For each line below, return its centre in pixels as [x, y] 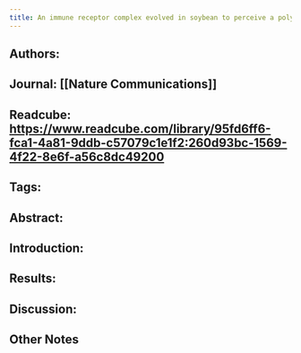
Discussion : [43, 309]
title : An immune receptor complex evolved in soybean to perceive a [142, 17]
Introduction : [47, 248]
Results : [33, 279]
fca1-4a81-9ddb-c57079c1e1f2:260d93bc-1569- [148, 143]
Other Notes [44, 340]
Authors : [34, 54]
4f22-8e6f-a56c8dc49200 [87, 156]
